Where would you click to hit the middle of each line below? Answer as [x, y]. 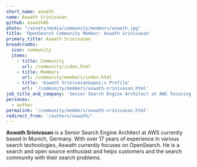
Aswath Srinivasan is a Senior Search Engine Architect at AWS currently [94, 133]
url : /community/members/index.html [67, 77]
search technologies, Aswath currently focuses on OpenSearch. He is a [93, 145]
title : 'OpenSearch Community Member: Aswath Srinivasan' [79, 34]
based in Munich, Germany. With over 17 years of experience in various [93, 139]
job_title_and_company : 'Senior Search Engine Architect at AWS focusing [99, 94]
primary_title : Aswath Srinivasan [49, 39]
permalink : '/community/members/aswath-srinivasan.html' [78, 110]
